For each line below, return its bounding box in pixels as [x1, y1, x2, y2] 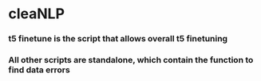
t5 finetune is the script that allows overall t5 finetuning [8, 33, 228, 44]
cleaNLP [8, 5, 65, 23]
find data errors [8, 64, 70, 75]
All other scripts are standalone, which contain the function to [8, 55, 254, 66]
